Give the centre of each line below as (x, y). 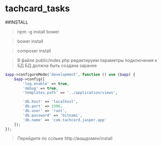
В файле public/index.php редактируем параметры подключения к (87, 60)
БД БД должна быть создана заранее (57, 65)
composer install (34, 51)
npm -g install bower (38, 31)
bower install (30, 41)
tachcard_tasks (38, 9)
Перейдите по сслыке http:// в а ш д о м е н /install (65, 139)
